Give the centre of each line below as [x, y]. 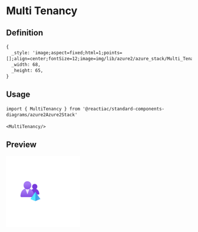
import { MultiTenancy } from [43, 109]
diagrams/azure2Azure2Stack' [42, 115]
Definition [24, 33]
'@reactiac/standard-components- [123, 109]
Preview [22, 145]
